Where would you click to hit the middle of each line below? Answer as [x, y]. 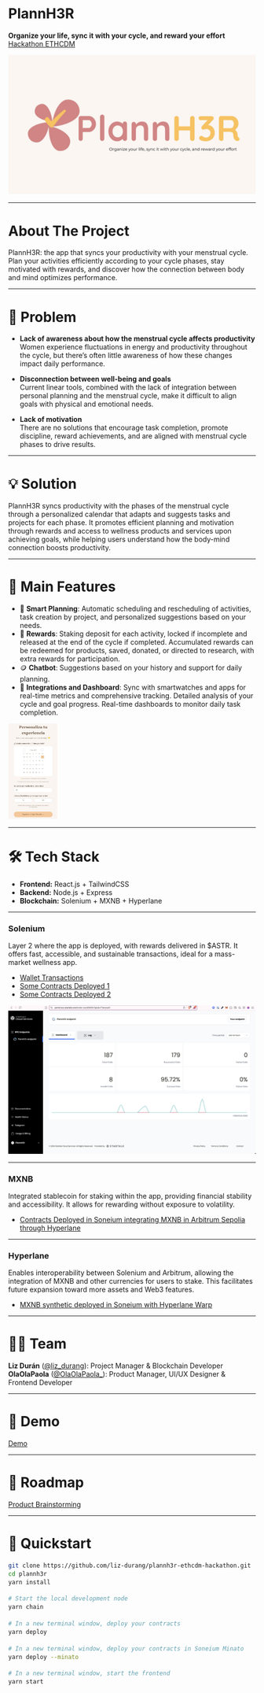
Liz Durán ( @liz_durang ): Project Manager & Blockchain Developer [116, 1366]
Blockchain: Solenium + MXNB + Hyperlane [91, 900]
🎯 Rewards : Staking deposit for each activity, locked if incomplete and [133, 634]
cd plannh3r [27, 1574]
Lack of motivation [51, 420]
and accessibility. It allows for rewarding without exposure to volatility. [122, 1204]
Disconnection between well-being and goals [95, 379]
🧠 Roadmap [46, 1482]
